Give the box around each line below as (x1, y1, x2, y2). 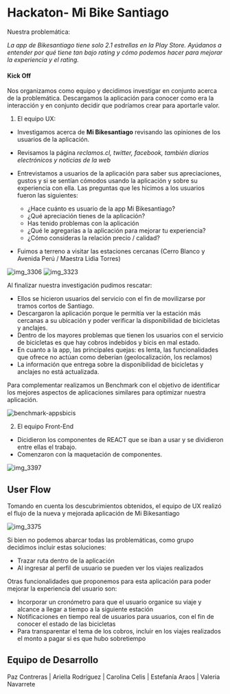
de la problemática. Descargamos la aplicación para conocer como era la (7, 94, 214, 103)
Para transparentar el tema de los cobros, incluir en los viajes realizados (16, 627, 221, 635)
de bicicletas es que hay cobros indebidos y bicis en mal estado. (16, 339, 200, 347)
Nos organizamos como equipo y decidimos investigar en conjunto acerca (7, 87, 218, 95)
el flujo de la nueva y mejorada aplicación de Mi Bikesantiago (7, 509, 180, 517)
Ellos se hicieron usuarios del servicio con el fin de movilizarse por (16, 295, 206, 303)
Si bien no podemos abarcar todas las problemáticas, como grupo (7, 536, 194, 544)
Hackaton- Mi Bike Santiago (7, 5, 170, 21)
